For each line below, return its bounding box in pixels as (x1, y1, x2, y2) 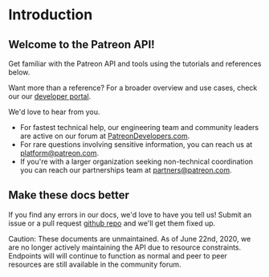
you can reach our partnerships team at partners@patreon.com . (19, 165, 233, 174)
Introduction (8, 6, 93, 24)
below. (8, 67, 31, 77)
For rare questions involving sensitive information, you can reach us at (19, 140, 253, 149)
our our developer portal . (8, 92, 92, 101)
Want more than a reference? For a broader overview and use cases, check (8, 83, 258, 92)
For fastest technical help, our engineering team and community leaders (19, 123, 259, 132)
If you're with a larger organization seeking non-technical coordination (19, 157, 254, 166)
